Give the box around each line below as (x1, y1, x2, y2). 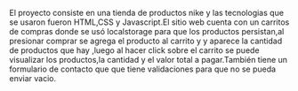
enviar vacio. (9, 73, 57, 83)
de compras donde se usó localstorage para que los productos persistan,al (9, 27, 285, 36)
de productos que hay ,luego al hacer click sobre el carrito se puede (9, 45, 260, 56)
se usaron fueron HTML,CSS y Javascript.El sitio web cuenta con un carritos (9, 17, 290, 27)
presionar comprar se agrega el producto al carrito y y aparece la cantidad (9, 35, 283, 46)
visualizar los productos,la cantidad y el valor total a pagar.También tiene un (9, 55, 287, 64)
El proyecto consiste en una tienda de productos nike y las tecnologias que (9, 8, 285, 18)
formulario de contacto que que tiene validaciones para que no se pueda (9, 64, 277, 74)
